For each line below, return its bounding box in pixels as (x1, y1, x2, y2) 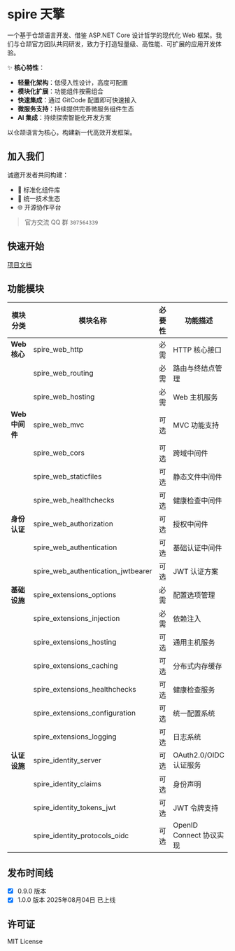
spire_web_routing (33, 369, 94, 378)
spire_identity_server (33, 755, 101, 765)
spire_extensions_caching (33, 661, 118, 671)
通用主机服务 (173, 638, 215, 648)
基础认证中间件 (173, 543, 222, 553)
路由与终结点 (173, 364, 215, 374)
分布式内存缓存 (173, 662, 222, 671)
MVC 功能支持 (173, 420, 219, 430)
